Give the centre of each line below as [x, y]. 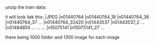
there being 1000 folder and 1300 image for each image [62, 37]
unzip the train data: [26, 7]
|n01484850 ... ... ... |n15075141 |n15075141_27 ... [55, 27]
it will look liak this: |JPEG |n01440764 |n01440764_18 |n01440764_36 [77, 17]
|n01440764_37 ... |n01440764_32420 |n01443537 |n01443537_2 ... [75, 22]
